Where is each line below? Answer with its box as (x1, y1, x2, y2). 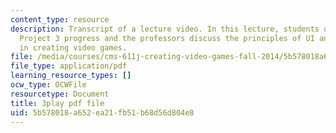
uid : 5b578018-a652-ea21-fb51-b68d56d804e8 (10, 107, 195, 118)
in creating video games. (19, 42, 128, 53)
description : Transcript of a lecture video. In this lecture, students (10, 24, 320, 34)
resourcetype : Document (10, 89, 110, 99)
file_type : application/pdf (10, 61, 128, 71)
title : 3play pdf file (10, 98, 105, 108)
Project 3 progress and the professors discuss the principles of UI (19, 33, 315, 43)
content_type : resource (10, 14, 110, 25)
